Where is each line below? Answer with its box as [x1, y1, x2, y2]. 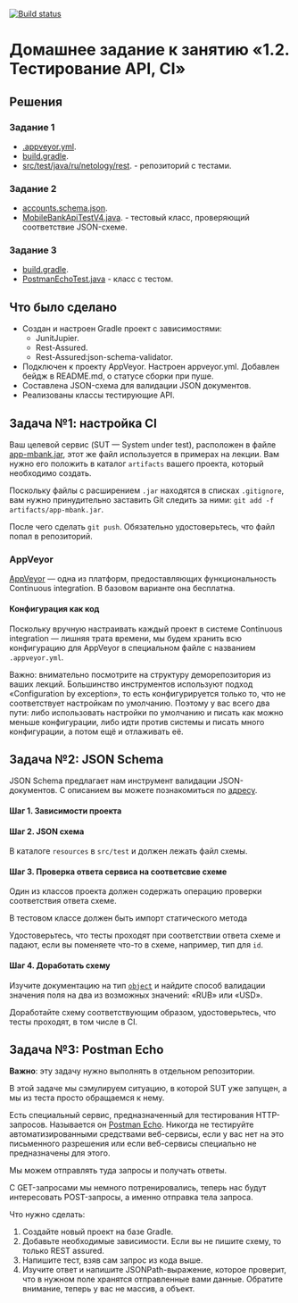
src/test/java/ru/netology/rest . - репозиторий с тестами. [21, 160, 232, 171]
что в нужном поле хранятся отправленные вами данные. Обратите [21, 1274, 284, 1285]
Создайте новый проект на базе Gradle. [21, 1226, 174, 1237]
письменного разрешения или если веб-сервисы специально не [9, 1139, 257, 1149]
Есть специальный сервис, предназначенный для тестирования [9, 1110, 254, 1121]
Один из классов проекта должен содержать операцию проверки [9, 886, 262, 897]
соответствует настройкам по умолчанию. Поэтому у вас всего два [9, 697, 270, 708]
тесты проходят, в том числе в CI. [9, 1016, 138, 1027]
